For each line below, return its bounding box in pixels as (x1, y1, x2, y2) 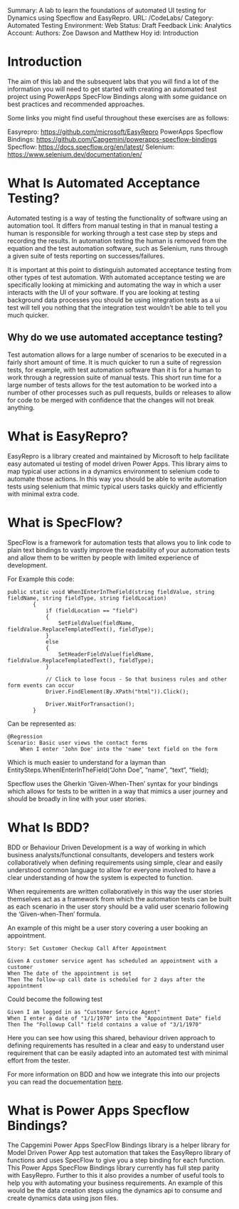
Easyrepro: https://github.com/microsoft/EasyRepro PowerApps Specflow (7, 127, 223, 136)
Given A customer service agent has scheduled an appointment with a (7, 957, 218, 964)
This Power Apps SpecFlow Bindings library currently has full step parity (7, 1163, 220, 1172)
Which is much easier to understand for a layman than (7, 758, 166, 766)
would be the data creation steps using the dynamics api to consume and (7, 1186, 223, 1195)
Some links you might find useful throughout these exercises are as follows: (7, 113, 229, 122)
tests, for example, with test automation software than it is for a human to (7, 365, 222, 374)
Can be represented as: (7, 719, 77, 728)
